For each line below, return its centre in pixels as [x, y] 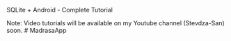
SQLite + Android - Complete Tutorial [59, 10]
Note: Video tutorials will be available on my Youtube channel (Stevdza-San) [116, 23]
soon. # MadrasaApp [37, 30]
